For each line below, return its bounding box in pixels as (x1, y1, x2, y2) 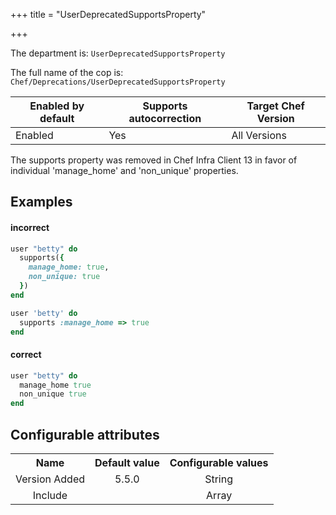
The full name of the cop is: (10, 67, 124, 78)
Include (32, 488, 68, 502)
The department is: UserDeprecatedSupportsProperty (10, 47, 226, 59)
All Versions (231, 129, 287, 142)
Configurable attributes (10, 426, 160, 443)
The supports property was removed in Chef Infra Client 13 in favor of (10, 154, 298, 166)
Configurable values (169, 455, 269, 469)
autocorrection (128, 112, 202, 125)
